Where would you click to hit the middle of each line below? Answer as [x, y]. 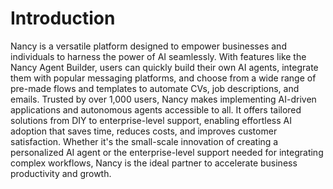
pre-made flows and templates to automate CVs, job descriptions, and [155, 88]
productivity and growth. [61, 173]
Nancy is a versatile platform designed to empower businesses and [148, 46]
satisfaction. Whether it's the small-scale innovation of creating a [144, 141]
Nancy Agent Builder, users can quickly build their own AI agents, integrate [164, 67]
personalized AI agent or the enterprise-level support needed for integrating [167, 152]
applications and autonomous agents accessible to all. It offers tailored [156, 109]
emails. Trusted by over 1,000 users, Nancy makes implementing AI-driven [163, 99]
